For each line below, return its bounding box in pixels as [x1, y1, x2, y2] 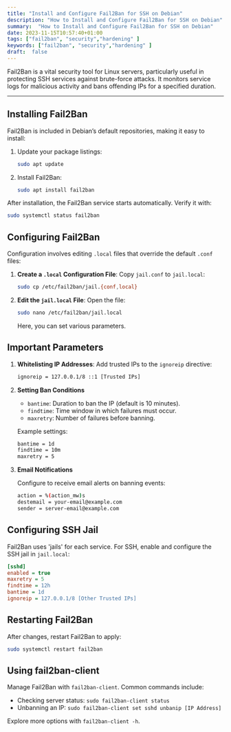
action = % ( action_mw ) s [16, 492, 86, 499]
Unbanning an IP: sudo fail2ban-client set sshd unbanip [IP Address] [16, 704, 222, 712]
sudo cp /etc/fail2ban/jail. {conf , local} [16, 284, 138, 291]
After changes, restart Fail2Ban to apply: [7, 632, 122, 640]
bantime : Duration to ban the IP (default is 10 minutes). [27, 399, 181, 407]
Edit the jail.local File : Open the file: [16, 296, 126, 304]
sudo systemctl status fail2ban [7, 212, 100, 219]
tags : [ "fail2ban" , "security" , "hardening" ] [7, 36, 140, 43]
